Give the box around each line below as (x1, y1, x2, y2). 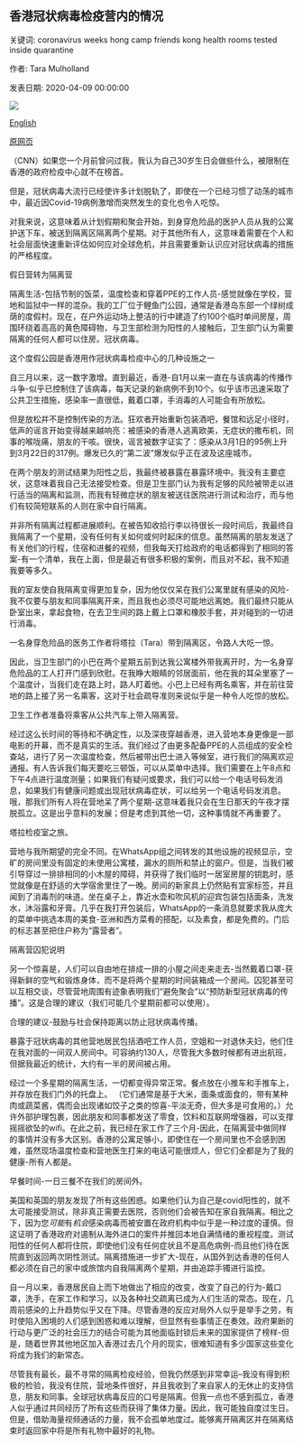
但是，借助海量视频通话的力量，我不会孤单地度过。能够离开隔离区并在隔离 (9, 1413, 286, 1424)
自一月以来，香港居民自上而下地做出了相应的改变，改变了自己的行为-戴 (9, 1281, 274, 1292)
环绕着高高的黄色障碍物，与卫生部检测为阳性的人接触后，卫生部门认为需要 (16, 321, 294, 332)
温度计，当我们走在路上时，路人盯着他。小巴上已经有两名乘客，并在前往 (16, 678, 286, 689)
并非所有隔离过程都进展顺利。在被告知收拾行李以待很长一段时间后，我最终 (9, 519, 286, 530)
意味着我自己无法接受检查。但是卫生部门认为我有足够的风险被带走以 (32, 478, 286, 489)
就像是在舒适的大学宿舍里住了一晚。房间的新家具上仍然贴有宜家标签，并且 (16, 880, 294, 890)
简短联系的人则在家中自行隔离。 (32, 500, 151, 511)
